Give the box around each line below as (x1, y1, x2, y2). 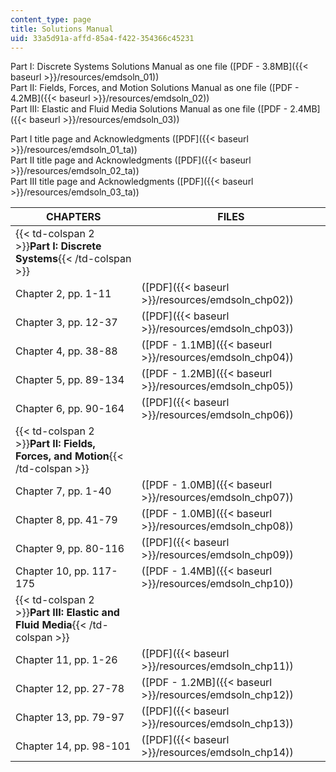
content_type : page (10, 14, 92, 25)
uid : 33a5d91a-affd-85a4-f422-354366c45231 (10, 33, 195, 43)
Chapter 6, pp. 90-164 (15, 402, 125, 416)
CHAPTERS (46, 210, 102, 224)
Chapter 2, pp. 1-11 (15, 287, 112, 301)
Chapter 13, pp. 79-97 (15, 711, 125, 725)
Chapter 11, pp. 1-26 (15, 653, 118, 667)
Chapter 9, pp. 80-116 (15, 542, 125, 556)
